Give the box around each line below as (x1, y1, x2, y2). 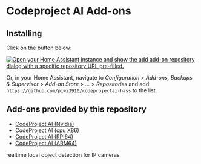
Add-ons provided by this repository (6, 104, 147, 115)
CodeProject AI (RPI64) (15, 133, 74, 140)
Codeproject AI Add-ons (6, 4, 131, 18)
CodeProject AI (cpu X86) (15, 127, 80, 134)
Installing (6, 28, 42, 39)
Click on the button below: (6, 44, 72, 51)
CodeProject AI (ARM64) (15, 139, 77, 147)
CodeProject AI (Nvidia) (15, 120, 74, 127)
